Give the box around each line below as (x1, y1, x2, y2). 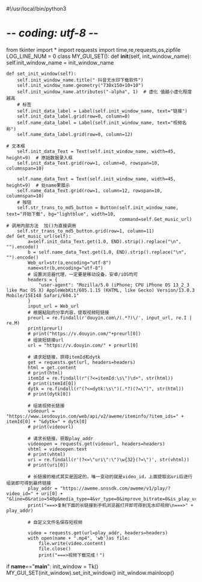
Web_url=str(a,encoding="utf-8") (28, 260, 112, 266)
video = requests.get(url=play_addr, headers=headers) (28, 529, 168, 536)
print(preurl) (28, 325, 63, 331)
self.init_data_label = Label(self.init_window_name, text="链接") (17, 108, 188, 114)
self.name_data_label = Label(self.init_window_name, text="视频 (17, 120, 182, 126)
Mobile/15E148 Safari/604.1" (6, 292, 79, 298)
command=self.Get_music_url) (119, 216, 192, 222)
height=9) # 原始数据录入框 (6, 155, 73, 161)
